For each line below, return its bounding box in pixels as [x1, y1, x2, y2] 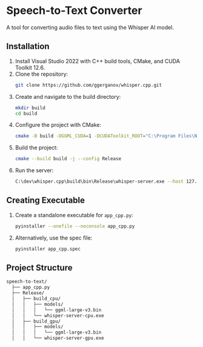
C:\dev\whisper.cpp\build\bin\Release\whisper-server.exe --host [15, 178, 184, 185]
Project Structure [6, 262, 73, 273]
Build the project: [15, 144, 58, 152]
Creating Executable [6, 195, 85, 206]
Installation [6, 41, 50, 52]
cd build [15, 110, 38, 116]
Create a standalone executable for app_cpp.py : [15, 211, 133, 218]
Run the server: [15, 167, 54, 174]
